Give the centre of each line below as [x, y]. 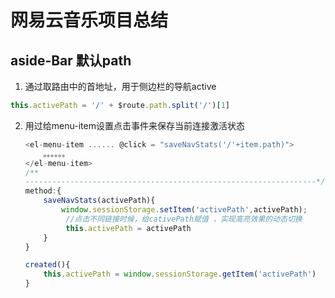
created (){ [47, 265]
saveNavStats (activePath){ [99, 201]
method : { [43, 191]
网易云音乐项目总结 [89, 20]
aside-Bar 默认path [71, 60]
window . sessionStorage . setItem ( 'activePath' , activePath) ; [184, 210]
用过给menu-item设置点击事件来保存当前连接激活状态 [134, 125]
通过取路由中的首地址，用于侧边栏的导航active [120, 86]
